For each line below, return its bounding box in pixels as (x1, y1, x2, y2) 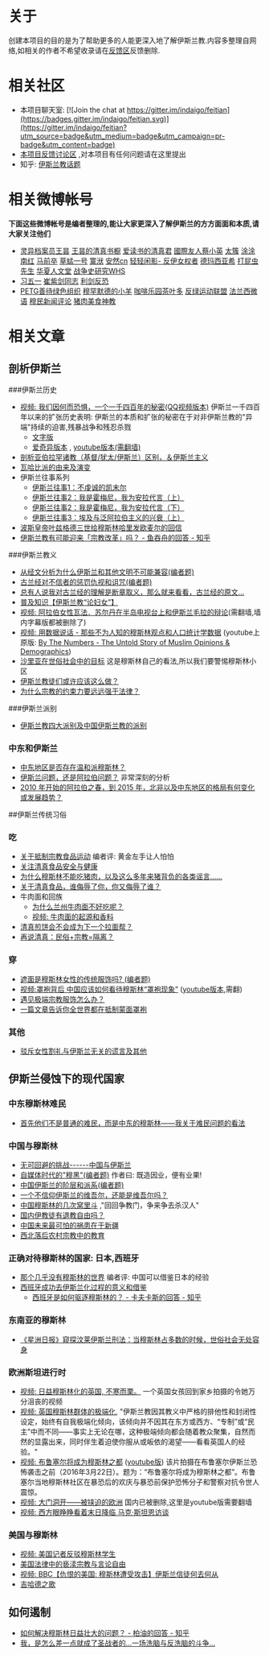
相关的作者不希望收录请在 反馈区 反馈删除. (24, 45, 161, 55)
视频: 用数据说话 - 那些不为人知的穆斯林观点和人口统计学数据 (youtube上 (19, 627, 260, 637)
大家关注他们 (8, 229, 51, 238)
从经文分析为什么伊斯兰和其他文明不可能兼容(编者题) (19, 567, 195, 577)
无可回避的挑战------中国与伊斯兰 (19, 1160, 132, 1169)
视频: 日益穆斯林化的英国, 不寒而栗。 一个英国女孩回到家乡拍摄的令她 (19, 1386, 249, 1396)
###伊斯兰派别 (8, 703, 58, 713)
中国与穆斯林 (8, 1140, 59, 1152)
